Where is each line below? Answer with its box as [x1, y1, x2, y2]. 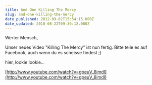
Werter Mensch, [5, 35, 38, 41]
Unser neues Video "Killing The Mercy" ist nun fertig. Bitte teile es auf [5, 44, 148, 50]
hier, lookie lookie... [5, 59, 45, 65]
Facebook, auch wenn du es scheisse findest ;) [5, 50, 101, 56]
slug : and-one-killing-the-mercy [5, 12, 74, 17]
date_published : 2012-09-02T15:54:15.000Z [5, 16, 94, 21]
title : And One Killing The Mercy [5, 7, 77, 12]
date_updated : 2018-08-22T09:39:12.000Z [5, 21, 90, 26]
